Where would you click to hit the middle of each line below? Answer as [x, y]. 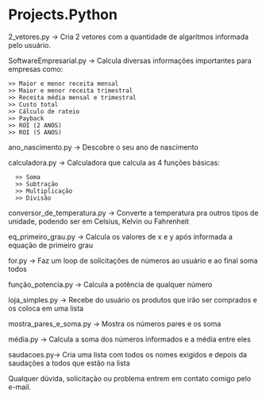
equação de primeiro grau [51, 245]
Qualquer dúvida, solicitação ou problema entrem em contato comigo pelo [130, 378]
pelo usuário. [30, 45]
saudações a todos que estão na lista [69, 363]
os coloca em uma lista [46, 308]
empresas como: [36, 68]
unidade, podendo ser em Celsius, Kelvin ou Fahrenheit [98, 221]
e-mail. [20, 387]
